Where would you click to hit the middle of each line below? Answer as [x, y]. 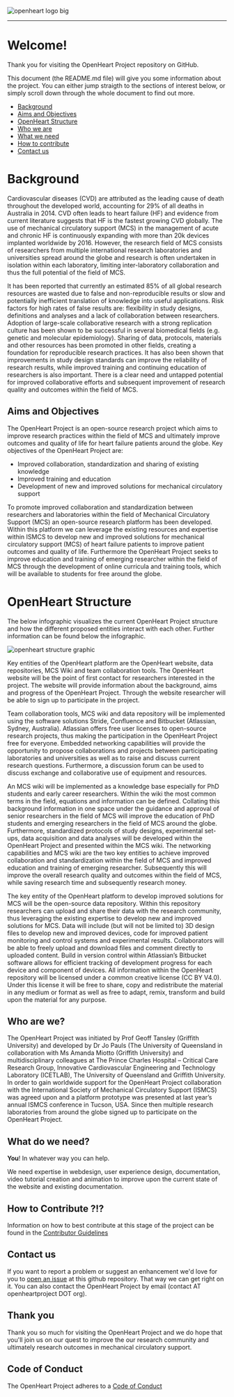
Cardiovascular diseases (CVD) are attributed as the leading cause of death [116, 198]
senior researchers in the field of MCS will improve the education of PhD [111, 816]
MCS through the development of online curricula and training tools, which [114, 566]
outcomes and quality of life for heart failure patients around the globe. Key [115, 443]
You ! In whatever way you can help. [58, 1158]
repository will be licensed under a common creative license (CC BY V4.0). [114, 977]
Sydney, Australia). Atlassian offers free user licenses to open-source [107, 728]
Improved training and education [64, 479]
